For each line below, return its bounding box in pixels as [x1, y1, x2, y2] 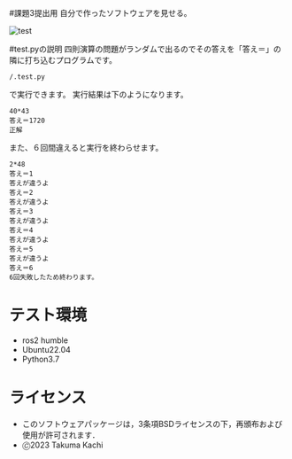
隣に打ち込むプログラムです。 [9, 55, 118, 65]
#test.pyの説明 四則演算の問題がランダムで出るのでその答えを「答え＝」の [9, 43, 281, 54]
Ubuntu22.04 [21, 344, 71, 354]
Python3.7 [21, 354, 60, 364]
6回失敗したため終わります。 [9, 273, 99, 282]
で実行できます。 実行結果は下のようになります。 [9, 89, 188, 99]
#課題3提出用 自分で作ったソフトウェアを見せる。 [9, 8, 192, 18]
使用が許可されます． [21, 429, 100, 440]
